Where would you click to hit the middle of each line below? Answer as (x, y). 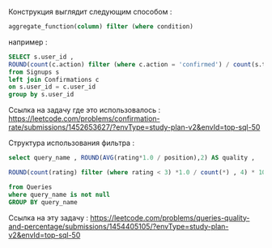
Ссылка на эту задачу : (49, 217)
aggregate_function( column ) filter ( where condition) (101, 27)
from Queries (30, 187)
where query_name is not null (59, 195)
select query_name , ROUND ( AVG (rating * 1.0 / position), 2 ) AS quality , (132, 158)
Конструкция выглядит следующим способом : (90, 12)
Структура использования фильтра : (72, 143)
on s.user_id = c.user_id (52, 87)
